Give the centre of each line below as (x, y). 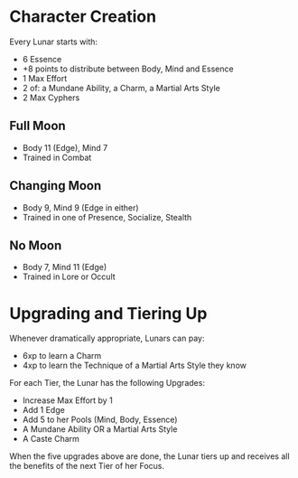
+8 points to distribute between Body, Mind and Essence (128, 69)
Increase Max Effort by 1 (67, 400)
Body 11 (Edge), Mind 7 (65, 147)
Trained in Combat (57, 157)
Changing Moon (56, 186)
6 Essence (42, 59)
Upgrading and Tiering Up (108, 313)
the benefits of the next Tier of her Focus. (87, 466)
